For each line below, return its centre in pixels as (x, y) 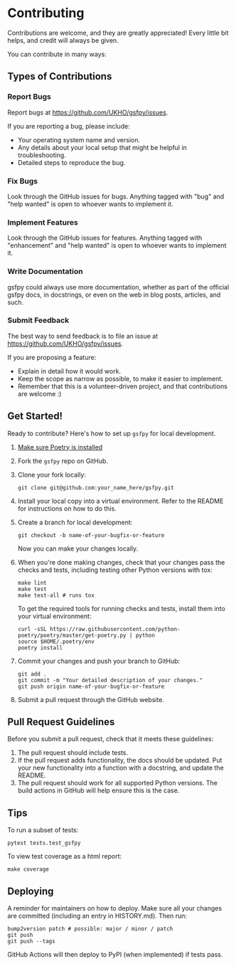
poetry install (40, 648)
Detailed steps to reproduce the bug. (71, 162)
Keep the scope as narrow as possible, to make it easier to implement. (120, 378)
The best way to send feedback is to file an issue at (83, 336)
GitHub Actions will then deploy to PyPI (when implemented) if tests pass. (115, 955)
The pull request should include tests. (73, 753)
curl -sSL (32, 629)
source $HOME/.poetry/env (56, 642)
